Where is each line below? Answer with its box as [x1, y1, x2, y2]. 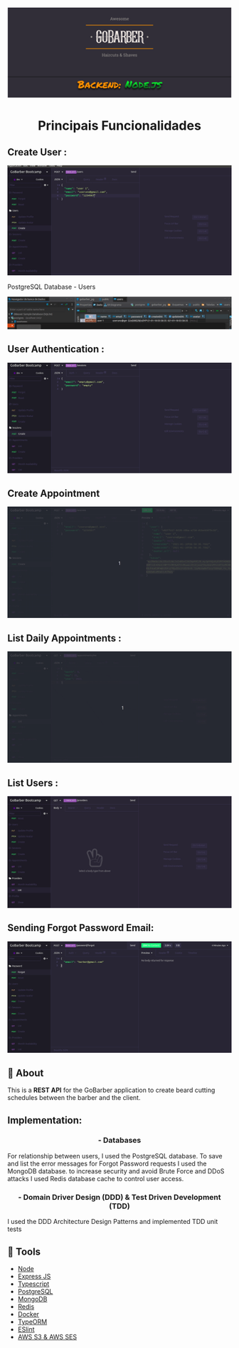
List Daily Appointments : [7, 632, 122, 644]
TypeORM [17, 1317, 48, 1326]
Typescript [17, 1280, 50, 1288]
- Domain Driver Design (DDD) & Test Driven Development [17, 1192, 221, 1202]
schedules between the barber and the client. [7, 1094, 141, 1102]
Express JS [17, 1272, 51, 1280]
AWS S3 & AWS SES [17, 1332, 77, 1341]
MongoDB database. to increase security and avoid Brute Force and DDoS [7, 1166, 225, 1175]
